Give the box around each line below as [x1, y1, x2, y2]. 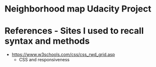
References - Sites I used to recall [4, 26, 144, 37]
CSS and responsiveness [19, 57, 69, 63]
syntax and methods [4, 36, 90, 47]
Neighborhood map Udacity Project [4, 3, 152, 14]
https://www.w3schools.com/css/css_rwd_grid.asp [11, 52, 115, 57]
